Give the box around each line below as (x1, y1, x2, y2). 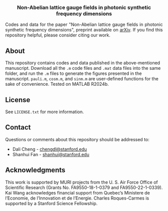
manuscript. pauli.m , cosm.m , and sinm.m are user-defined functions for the (5, 76, 158, 82)
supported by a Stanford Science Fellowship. (5, 200, 98, 206)
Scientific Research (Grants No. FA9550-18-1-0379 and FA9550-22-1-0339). (5, 184, 163, 191)
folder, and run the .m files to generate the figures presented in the (5, 70, 142, 76)
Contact (5, 123, 31, 132)
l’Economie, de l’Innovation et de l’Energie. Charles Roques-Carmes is (5, 195, 149, 201)
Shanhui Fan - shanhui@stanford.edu (12, 151, 89, 157)
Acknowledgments (5, 166, 66, 175)
